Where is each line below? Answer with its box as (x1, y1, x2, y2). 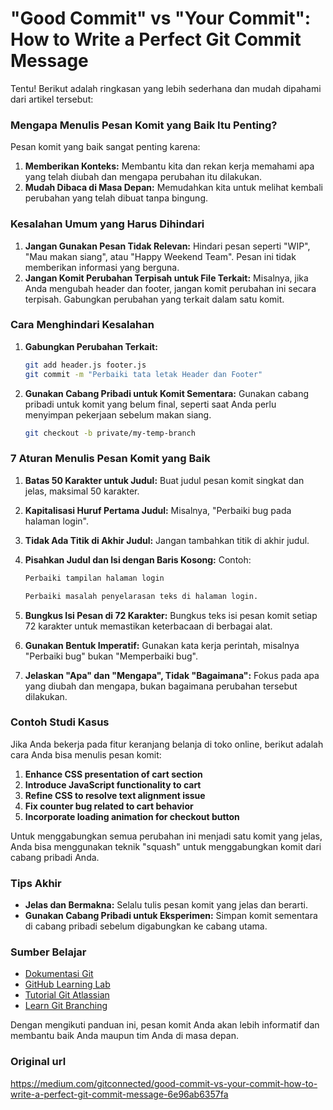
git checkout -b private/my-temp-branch (24, 428, 196, 438)
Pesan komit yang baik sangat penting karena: (10, 141, 201, 153)
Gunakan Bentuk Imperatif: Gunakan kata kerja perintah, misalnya (24, 639, 300, 651)
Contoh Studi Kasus (10, 715, 110, 729)
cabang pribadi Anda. (10, 851, 100, 863)
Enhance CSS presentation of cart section (24, 768, 203, 780)
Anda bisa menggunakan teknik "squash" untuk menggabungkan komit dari (10, 840, 322, 852)
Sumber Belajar (10, 945, 87, 959)
